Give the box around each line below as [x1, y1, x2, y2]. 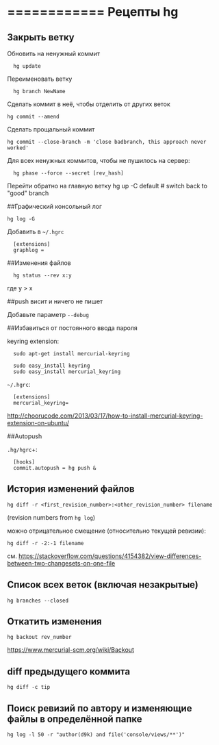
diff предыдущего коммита [7, 666, 131, 677]
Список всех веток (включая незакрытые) [7, 579, 198, 591]
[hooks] [13, 459, 36, 466]
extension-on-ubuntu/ [7, 419, 70, 427]
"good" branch [7, 189, 49, 197]
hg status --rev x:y [13, 272, 72, 279]
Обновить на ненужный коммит [7, 49, 101, 58]
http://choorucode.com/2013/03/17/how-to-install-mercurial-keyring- [7, 412, 203, 420]
